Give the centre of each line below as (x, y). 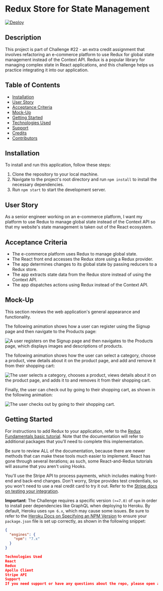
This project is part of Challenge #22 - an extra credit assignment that (75, 49)
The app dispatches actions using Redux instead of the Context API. (80, 285)
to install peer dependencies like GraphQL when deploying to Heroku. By (78, 506)
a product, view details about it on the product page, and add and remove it (81, 360)
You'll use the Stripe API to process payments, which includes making (75, 476)
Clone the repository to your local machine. (55, 174)
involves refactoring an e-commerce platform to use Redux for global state (80, 54)
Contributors (25, 138)
